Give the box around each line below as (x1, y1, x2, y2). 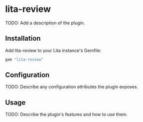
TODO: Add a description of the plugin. (5, 20, 85, 26)
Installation (5, 34, 41, 43)
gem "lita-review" (5, 57, 43, 62)
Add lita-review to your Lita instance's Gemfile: (5, 47, 102, 53)
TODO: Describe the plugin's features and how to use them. (5, 112, 128, 118)
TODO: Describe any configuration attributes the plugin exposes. (5, 84, 139, 90)
